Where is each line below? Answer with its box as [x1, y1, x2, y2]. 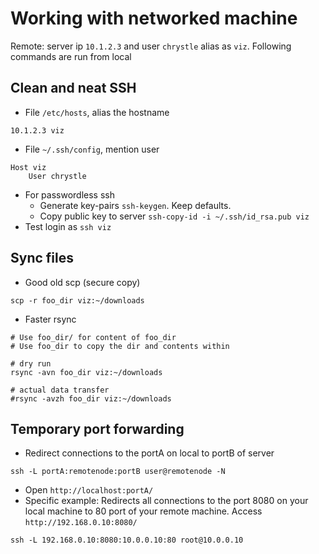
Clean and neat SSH [10, 80, 137, 97]
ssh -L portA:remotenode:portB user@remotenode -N [10, 467, 226, 477]
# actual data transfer [10, 385, 110, 395]
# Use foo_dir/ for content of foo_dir [10, 332, 177, 342]
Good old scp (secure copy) [24, 276, 141, 288]
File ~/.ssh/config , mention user [24, 143, 160, 155]
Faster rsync [24, 313, 77, 325]
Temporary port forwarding [10, 420, 185, 437]
